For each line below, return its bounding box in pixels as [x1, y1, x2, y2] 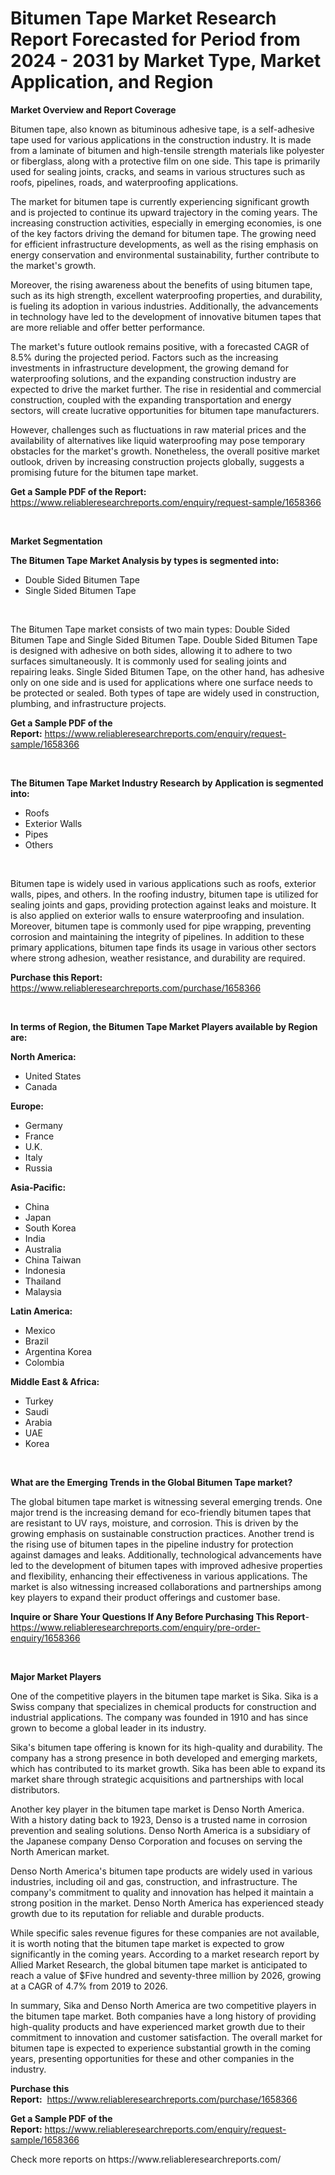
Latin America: [10, 1305, 73, 1317]
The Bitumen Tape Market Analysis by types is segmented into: [10, 554, 280, 566]
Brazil [24, 1335, 49, 1347]
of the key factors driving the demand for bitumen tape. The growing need [10, 227, 317, 239]
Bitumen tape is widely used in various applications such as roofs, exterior [10, 877, 317, 889]
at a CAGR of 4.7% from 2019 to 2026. [10, 1980, 168, 1992]
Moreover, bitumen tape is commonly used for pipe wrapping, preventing [10, 920, 312, 932]
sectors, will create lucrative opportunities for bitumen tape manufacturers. [10, 404, 320, 416]
